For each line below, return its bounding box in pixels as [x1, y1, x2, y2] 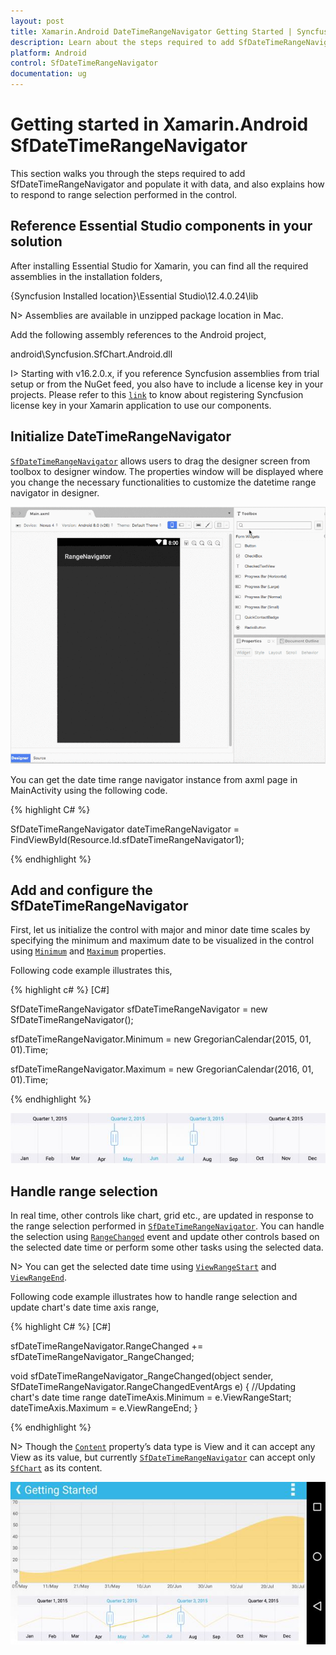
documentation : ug [10, 69, 87, 79]
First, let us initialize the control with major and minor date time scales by [10, 924, 311, 936]
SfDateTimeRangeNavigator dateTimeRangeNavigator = [10, 823, 240, 835]
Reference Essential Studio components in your [10, 218, 313, 235]
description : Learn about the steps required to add [10, 37, 235, 47]
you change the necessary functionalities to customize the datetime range [10, 476, 317, 488]
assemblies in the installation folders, [10, 270, 163, 282]
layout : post [10, 16, 65, 26]
